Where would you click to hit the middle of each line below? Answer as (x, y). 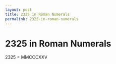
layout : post (19, 10)
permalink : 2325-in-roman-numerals (42, 19)
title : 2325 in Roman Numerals (37, 14)
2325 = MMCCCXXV (26, 57)
